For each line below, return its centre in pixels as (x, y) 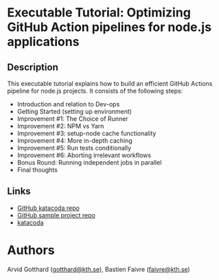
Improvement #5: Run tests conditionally (74, 148)
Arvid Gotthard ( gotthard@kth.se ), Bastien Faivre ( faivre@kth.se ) (99, 269)
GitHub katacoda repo (48, 208)
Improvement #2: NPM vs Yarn (60, 126)
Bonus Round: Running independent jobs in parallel (89, 162)
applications (43, 42)
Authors (31, 250)
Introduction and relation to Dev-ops (68, 104)
